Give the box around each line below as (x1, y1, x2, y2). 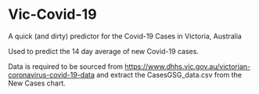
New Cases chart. (8, 78, 67, 88)
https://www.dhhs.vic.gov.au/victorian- (124, 61, 251, 71)
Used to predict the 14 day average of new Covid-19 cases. (8, 46, 200, 56)
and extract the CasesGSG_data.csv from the (96, 70, 243, 79)
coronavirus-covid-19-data (8, 70, 95, 79)
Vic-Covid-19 (8, 5, 97, 23)
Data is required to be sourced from (8, 61, 124, 71)
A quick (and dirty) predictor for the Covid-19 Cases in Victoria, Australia (8, 31, 243, 41)
